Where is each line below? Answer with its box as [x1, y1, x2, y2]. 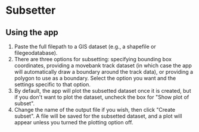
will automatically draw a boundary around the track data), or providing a [14, 68, 194, 75]
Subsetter [5, 4, 56, 17]
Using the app [5, 27, 59, 37]
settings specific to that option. [14, 81, 91, 88]
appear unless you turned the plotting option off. [14, 119, 133, 125]
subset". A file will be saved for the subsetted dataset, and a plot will [14, 112, 182, 120]
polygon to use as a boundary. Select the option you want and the [14, 75, 176, 81]
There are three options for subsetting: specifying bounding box [14, 56, 172, 62]
